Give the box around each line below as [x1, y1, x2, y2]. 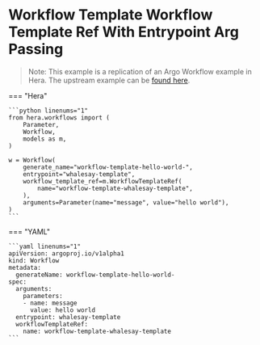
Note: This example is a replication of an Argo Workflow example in [27, 66, 252, 76]
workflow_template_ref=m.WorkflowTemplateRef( [23, 177, 182, 185]
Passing [8, 40, 64, 58]
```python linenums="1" [8, 107, 89, 115]
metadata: [8, 263, 42, 271]
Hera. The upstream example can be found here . [27, 75, 191, 85]
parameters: [23, 292, 63, 300]
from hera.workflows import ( [8, 113, 111, 122]
